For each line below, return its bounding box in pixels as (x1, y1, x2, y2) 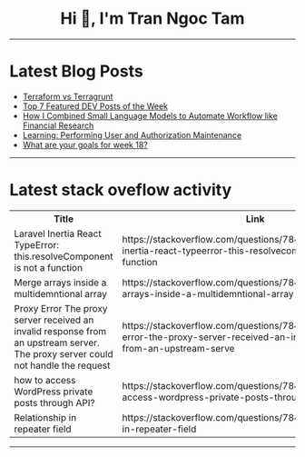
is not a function (14, 261, 84, 273)
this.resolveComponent (14, 250, 113, 263)
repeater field (14, 422, 72, 435)
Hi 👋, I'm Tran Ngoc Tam (60, 8, 245, 29)
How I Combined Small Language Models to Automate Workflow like (22, 110, 279, 121)
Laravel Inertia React (14, 227, 102, 240)
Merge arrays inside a (14, 276, 107, 289)
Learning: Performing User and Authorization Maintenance (22, 129, 242, 140)
